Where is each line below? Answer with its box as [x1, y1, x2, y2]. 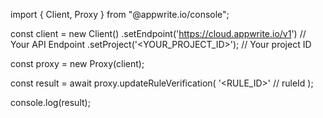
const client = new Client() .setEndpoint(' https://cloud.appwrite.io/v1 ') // [10, 28, 307, 39]
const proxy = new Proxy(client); [10, 58, 145, 69]
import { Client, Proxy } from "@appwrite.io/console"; [10, 9, 230, 20]
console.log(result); [10, 97, 91, 108]
